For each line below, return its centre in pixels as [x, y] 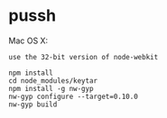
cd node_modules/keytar [53, 81]
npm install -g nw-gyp [51, 88]
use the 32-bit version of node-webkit [83, 57]
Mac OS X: [28, 41]
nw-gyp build [33, 104]
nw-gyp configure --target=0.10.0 [74, 96]
